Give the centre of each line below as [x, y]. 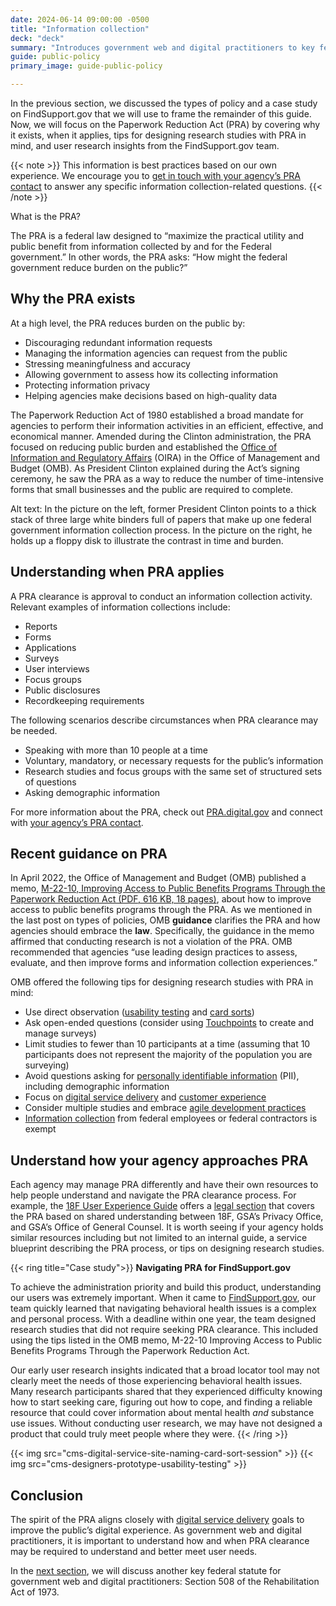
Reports [41, 626]
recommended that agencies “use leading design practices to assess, [154, 952]
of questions [50, 782]
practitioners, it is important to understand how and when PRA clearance [160, 1541]
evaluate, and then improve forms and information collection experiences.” [164, 963]
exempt [40, 1129]
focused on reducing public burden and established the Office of [144, 447]
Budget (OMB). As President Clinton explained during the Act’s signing [155, 468]
